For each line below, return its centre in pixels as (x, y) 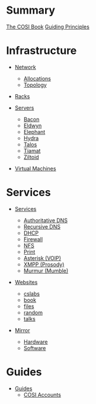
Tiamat (32, 150)
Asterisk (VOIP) (42, 258)
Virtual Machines (35, 168)
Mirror (23, 330)
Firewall (33, 239)
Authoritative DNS (46, 220)
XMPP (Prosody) (44, 264)
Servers (24, 108)
